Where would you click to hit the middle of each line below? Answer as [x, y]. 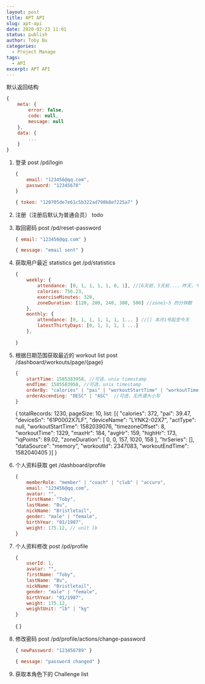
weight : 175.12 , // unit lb [62, 528]
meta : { [27, 105]
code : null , [44, 116]
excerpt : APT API [28, 69]
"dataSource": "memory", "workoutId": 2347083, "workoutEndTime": [102, 446]
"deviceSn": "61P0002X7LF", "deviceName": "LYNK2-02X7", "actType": [106, 419]
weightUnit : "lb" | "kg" [58, 609]
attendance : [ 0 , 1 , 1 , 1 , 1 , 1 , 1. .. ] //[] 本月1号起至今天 [113, 320]
